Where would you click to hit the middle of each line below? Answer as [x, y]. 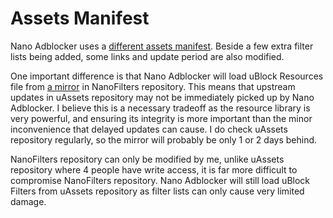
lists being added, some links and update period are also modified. [147, 56]
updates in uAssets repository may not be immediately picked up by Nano [162, 97]
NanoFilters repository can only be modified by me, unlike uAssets [147, 159]
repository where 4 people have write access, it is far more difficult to [154, 169]
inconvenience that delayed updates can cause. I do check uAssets [149, 129]
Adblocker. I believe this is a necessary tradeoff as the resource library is [160, 108]
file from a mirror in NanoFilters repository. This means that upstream [153, 86]
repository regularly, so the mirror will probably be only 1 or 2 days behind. [164, 139]
